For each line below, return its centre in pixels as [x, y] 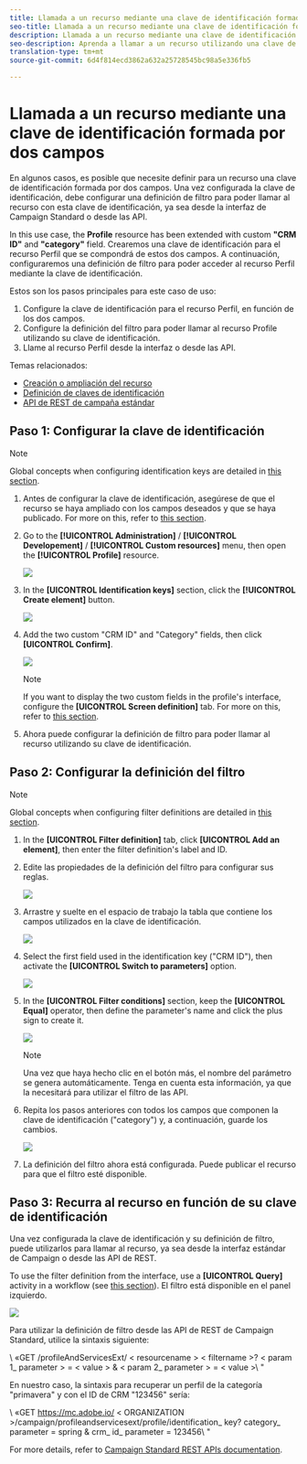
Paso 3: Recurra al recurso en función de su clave [153, 1202]
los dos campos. [53, 318]
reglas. [36, 876]
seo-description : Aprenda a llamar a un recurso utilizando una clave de [153, 43]
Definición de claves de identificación [93, 392]
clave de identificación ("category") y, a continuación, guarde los [145, 1119]
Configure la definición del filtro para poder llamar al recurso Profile [150, 328]
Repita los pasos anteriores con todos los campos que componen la [150, 1110]
